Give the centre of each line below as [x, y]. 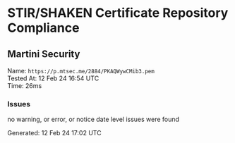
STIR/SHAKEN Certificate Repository [118, 13]
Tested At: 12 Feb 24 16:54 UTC [53, 78]
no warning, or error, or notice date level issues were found [94, 119]
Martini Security [44, 54]
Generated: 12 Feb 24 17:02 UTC [54, 133]
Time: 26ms [25, 86]
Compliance [43, 28]
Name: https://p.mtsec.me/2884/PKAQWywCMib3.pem [81, 71]
